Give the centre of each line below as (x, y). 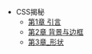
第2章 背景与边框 (56, 32)
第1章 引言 (44, 22)
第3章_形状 (46, 42)
